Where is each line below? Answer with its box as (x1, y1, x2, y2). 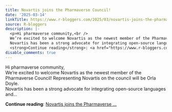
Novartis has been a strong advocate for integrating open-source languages (5, 86, 166, 92)
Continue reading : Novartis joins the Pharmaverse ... (5, 101, 117, 107)
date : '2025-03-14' (5, 12, 47, 17)
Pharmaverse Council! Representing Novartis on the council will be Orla (5, 75, 156, 81)
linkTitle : (5, 17, 29, 22)
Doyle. (5, 80, 19, 87)
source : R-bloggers (5, 21, 47, 27)
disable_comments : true (5, 50, 56, 55)
